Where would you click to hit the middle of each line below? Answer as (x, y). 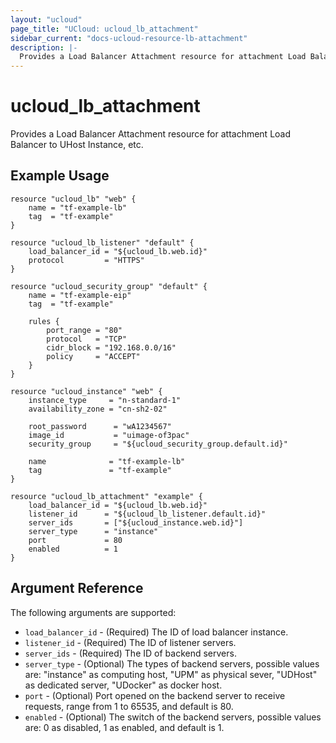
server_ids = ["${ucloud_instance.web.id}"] (136, 522)
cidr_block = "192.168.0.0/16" (111, 347)
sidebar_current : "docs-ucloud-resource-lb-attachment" (129, 38)
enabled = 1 (73, 549)
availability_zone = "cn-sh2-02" (98, 409)
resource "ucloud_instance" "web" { (86, 391)
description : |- (44, 47)
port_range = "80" (84, 330)
